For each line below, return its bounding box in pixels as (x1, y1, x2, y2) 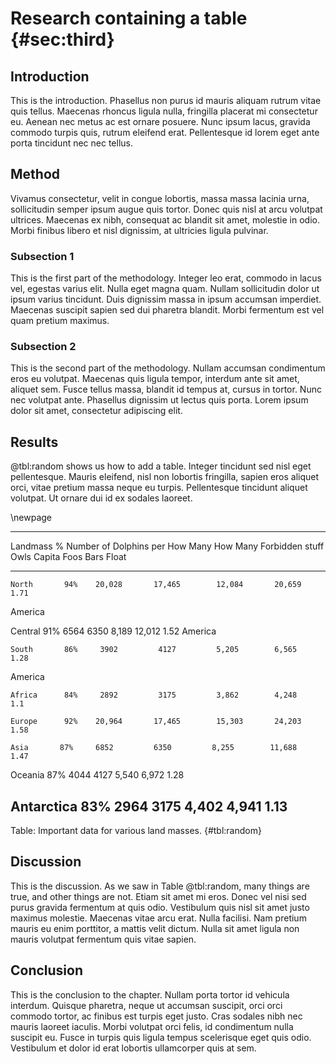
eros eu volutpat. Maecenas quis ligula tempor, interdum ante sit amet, (10, 373, 300, 385)
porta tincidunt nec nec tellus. (10, 137, 133, 149)
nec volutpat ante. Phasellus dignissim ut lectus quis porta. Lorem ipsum (10, 394, 309, 406)
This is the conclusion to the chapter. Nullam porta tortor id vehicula (10, 988, 290, 1001)
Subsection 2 (10, 340, 77, 354)
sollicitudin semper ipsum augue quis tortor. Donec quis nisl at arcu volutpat (10, 203, 323, 215)
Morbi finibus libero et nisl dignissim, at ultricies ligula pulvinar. (10, 224, 269, 236)
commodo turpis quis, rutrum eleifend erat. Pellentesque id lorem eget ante (10, 127, 320, 138)
